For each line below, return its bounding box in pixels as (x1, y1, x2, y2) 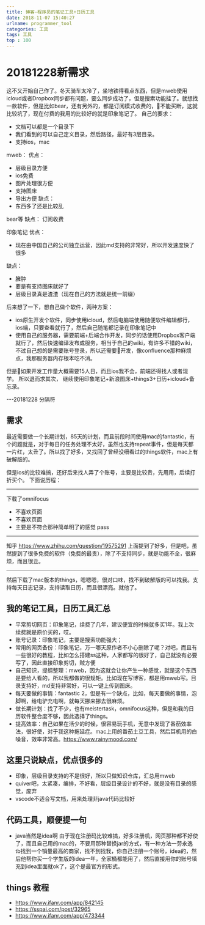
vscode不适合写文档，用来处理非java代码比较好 (15, 795, 135, 803)
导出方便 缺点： (15, 194, 55, 202)
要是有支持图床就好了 (15, 282, 69, 290)
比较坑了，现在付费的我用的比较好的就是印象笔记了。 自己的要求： (6, 109, 174, 117)
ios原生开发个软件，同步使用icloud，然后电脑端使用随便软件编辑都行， (15, 316, 193, 323)
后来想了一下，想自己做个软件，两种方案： (6, 303, 113, 311)
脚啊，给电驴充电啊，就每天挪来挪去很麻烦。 (15, 697, 128, 704)
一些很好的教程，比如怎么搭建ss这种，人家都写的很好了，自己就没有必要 (15, 651, 198, 658)
